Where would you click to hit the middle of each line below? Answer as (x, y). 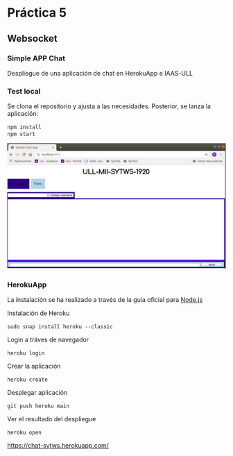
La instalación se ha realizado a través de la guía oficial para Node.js (105, 299)
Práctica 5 (37, 13)
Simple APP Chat (36, 58)
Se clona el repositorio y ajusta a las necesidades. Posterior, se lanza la (109, 106)
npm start (21, 134)
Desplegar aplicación (37, 392)
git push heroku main (38, 406)
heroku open (24, 432)
